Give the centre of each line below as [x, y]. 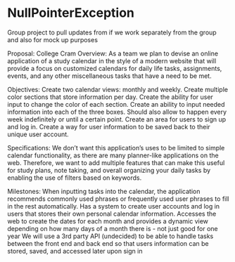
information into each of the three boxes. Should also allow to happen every [117, 112]
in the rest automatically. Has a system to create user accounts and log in [114, 206]
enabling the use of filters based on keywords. [75, 178]
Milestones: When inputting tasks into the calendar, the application [104, 191]
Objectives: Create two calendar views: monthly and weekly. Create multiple [118, 89]
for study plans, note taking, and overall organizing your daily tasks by [109, 170]
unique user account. [38, 134]
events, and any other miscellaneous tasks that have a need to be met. [110, 76]
